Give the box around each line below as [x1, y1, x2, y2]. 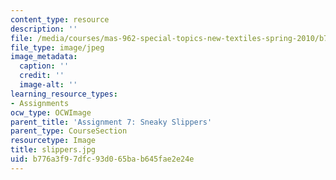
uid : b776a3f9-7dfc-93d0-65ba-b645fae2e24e [10, 154, 195, 164]
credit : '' [19, 71, 65, 81]
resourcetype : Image [10, 136, 97, 146]
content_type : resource [10, 14, 110, 25]
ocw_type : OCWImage [10, 107, 92, 118]
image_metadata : [10, 52, 78, 62]
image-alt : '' [19, 80, 78, 90]
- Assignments [10, 98, 70, 108]
